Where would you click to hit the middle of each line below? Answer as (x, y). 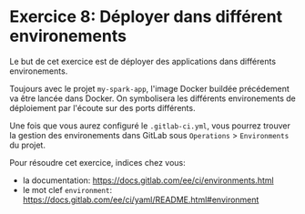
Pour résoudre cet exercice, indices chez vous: (97, 162)
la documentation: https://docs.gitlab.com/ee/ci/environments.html (148, 180)
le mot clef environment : (67, 189)
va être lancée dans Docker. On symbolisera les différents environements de (152, 98)
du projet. (27, 145)
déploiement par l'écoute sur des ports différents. (102, 107)
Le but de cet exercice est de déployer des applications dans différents (142, 61)
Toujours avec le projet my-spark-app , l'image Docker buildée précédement (149, 88)
